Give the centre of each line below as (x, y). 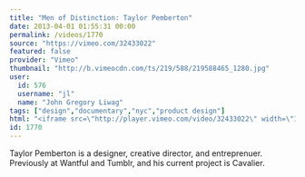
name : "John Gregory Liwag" (71, 102)
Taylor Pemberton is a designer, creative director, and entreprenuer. (136, 153)
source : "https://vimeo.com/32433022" (83, 43)
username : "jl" (46, 93)
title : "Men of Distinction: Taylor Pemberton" (101, 18)
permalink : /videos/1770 (56, 34)
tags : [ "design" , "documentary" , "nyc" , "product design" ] (117, 111)
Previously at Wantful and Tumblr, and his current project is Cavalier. (137, 163)
